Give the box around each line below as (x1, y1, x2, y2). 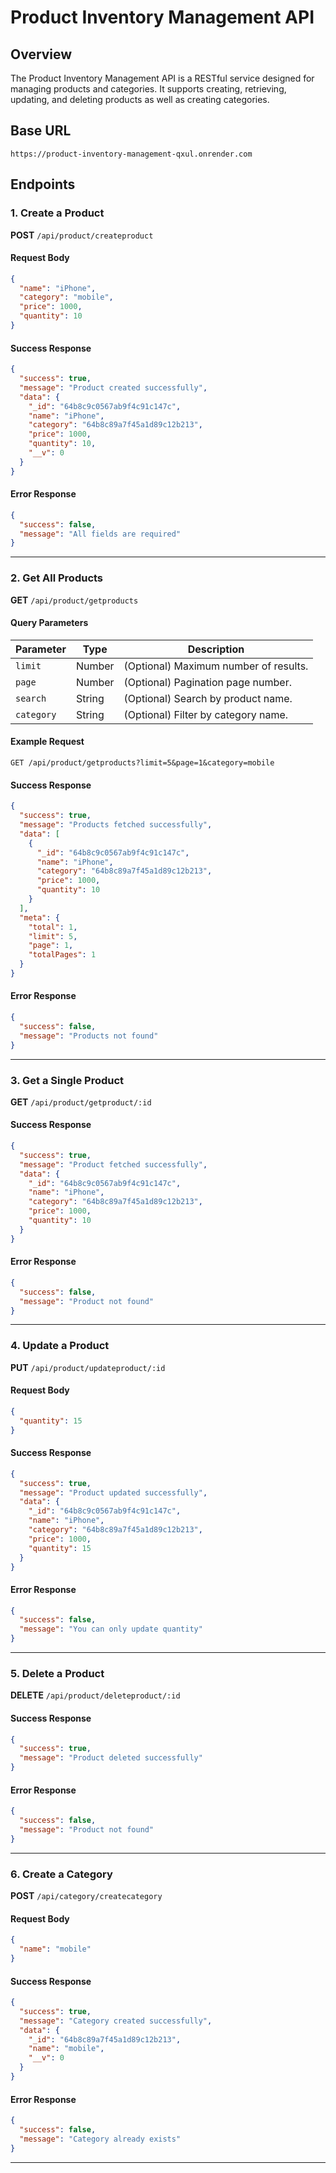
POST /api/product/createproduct (10, 229, 154, 241)
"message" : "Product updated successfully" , (19, 1487, 208, 1498)
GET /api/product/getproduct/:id (10, 1096, 152, 1108)
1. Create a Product (10, 206, 105, 220)
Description (187, 642, 245, 656)
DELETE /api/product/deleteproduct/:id (10, 1689, 181, 1701)
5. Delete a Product (10, 1667, 105, 1680)
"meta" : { (19, 912, 60, 923)
